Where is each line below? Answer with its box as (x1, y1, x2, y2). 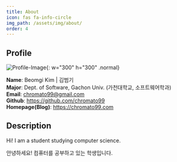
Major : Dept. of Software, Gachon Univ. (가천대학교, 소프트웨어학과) (6, 84, 172, 91)
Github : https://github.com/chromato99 (6, 97, 105, 104)
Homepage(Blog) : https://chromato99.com (6, 104, 114, 111)
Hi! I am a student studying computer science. (6, 137, 121, 144)
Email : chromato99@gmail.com (6, 91, 85, 98)
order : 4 (6, 25, 28, 32)
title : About (6, 8, 39, 15)
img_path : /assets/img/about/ (6, 20, 83, 26)
